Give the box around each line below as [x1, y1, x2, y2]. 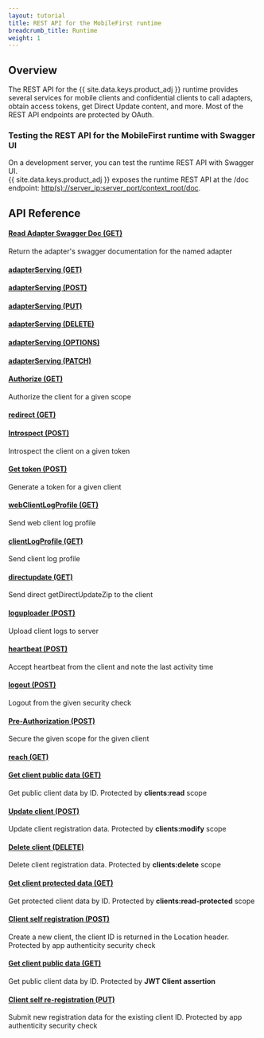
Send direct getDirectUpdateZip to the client [8, 590, 153, 600]
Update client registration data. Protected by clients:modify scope [8, 824, 227, 834]
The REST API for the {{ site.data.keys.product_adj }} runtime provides [8, 85, 239, 94]
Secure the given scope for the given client [8, 734, 149, 744]
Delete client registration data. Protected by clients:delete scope [8, 860, 221, 870]
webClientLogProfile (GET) [8, 500, 99, 510]
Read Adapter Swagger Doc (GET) [8, 229, 123, 238]
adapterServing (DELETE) [8, 320, 95, 329]
